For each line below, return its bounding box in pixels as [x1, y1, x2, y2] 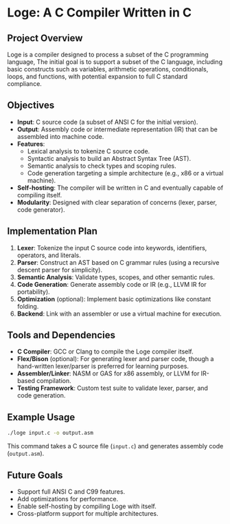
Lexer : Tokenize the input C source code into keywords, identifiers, [16, 243, 207, 252]
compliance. [7, 80, 43, 87]
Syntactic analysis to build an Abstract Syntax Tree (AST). [27, 154, 192, 162]
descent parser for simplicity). [16, 265, 103, 274]
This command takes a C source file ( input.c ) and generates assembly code [7, 442, 224, 450]
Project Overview [7, 32, 83, 44]
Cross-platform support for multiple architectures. [16, 509, 159, 517]
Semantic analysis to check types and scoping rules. [27, 162, 176, 170]
